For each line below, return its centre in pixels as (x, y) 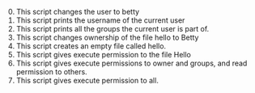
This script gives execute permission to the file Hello (104, 55)
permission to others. (51, 72)
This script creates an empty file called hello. (91, 46)
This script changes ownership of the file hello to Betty (107, 37)
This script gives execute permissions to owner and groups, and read (132, 63)
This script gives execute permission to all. (87, 80)
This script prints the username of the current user (100, 20)
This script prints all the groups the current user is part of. (113, 29)
